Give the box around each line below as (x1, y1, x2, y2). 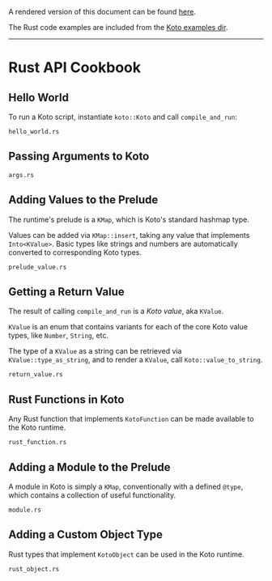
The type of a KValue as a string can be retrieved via (8, 346, 182, 356)
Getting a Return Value (8, 285, 125, 299)
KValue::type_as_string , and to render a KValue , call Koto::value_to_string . (8, 355, 263, 365)
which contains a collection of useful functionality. (8, 490, 176, 500)
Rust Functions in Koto (8, 392, 125, 406)
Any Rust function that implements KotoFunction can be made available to (8, 414, 254, 424)
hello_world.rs (8, 128, 60, 136)
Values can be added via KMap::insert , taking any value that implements (8, 230, 250, 240)
